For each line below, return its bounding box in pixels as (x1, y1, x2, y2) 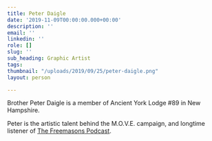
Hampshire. (7, 106, 40, 114)
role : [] (7, 42, 32, 49)
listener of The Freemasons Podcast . (7, 127, 112, 135)
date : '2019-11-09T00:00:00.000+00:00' (7, 17, 122, 23)
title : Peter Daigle (7, 10, 67, 17)
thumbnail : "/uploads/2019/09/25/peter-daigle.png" (7, 67, 158, 74)
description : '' (7, 23, 54, 30)
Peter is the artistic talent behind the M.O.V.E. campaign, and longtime (7, 120, 205, 128)
